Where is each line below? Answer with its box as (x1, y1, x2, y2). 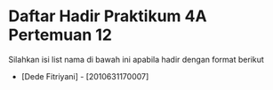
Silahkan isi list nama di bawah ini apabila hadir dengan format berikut (8, 54, 264, 64)
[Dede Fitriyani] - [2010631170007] (20, 71, 149, 81)
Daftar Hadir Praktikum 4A (8, 6, 207, 26)
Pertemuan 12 (8, 25, 113, 45)
